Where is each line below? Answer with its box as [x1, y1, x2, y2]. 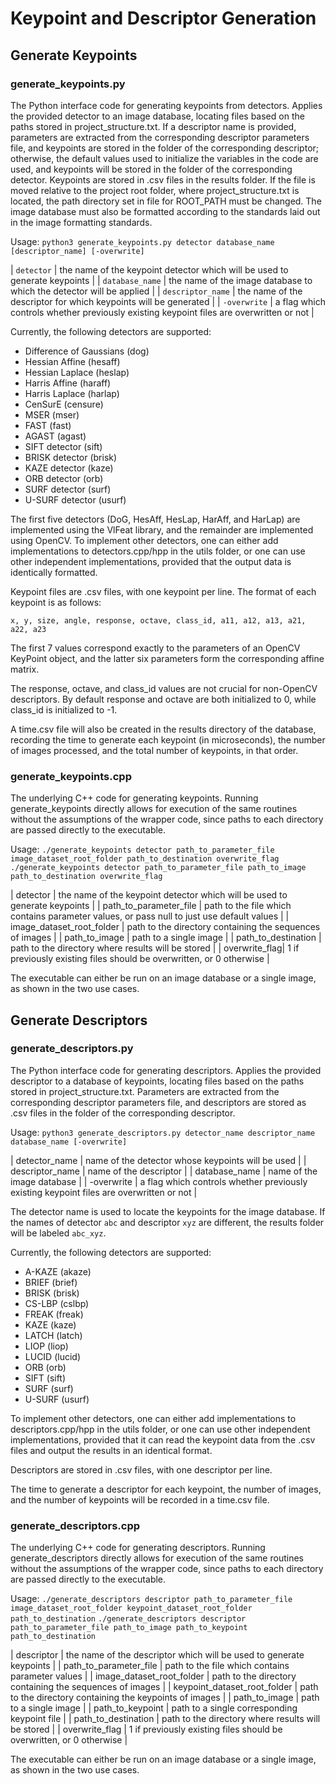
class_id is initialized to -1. [10, 703, 118, 716]
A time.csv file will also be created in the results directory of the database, [10, 723, 317, 735]
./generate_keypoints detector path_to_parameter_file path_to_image [10, 863, 307, 873]
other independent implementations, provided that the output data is [10, 555, 292, 567]
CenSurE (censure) [24, 398, 104, 410]
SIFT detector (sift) [24, 440, 103, 452]
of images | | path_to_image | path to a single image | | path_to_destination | [10, 932, 322, 944]
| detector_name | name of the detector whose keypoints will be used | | [10, 1154, 307, 1166]
